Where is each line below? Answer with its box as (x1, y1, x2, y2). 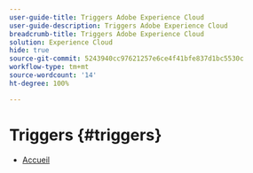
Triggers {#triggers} (9, 125, 162, 145)
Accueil (21, 154, 51, 165)
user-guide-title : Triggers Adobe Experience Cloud (9, 12, 204, 22)
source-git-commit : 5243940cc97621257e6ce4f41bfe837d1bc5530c (9, 54, 244, 63)
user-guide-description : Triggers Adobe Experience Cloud (9, 21, 228, 30)
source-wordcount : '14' (9, 71, 98, 80)
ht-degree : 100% (9, 79, 69, 88)
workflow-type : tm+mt (9, 63, 90, 72)
